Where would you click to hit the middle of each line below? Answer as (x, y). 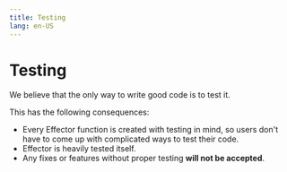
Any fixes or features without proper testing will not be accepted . (143, 159)
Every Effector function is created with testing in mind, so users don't (150, 130)
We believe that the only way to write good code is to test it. (120, 95)
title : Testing (38, 17)
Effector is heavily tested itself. (79, 149)
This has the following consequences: (79, 112)
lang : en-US (31, 26)
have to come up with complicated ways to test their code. (130, 139)
